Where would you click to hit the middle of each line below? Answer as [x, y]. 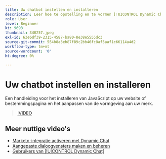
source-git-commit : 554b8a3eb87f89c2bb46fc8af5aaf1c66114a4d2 [70, 42]
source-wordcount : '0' [28, 51]
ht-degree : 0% [20, 56]
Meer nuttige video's [38, 129]
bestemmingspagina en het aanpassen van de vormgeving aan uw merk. [79, 104]
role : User [16, 19]
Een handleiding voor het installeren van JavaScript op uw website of [76, 98]
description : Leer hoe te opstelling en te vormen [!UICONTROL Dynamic [80, 14]
